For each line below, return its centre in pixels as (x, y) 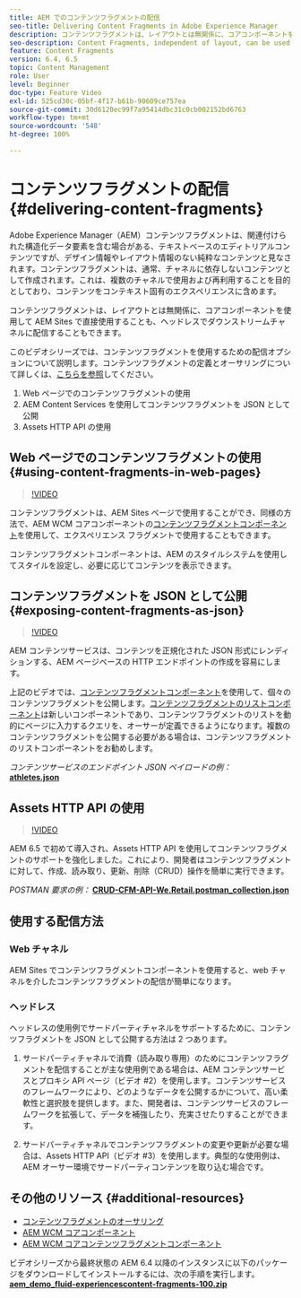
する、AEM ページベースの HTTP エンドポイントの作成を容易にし (153, 662)
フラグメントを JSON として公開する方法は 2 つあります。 (124, 1039)
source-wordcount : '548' (56, 126)
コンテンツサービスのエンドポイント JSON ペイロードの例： (120, 767)
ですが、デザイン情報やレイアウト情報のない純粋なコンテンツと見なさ (162, 257)
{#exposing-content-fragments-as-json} (127, 611)
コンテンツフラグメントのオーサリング (93, 1222)
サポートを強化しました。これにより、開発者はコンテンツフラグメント (162, 860)
